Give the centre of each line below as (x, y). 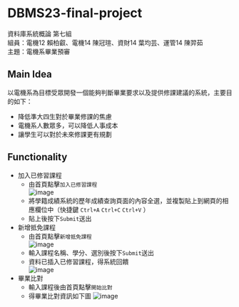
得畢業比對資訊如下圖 (60, 296)
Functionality (37, 157)
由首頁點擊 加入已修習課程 (63, 184)
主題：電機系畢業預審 (39, 51)
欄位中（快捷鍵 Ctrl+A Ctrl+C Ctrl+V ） (92, 209)
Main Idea (30, 74)
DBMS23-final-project (75, 13)
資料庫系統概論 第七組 (40, 33)
